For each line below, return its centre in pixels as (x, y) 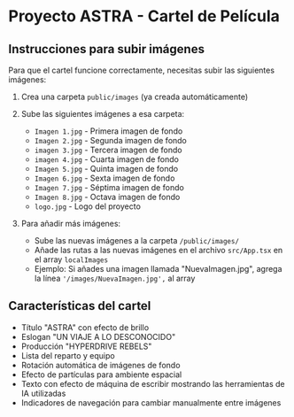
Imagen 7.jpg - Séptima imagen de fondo (109, 187)
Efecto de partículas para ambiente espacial (101, 375)
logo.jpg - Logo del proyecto (87, 206)
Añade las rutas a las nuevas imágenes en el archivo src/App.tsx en (159, 250)
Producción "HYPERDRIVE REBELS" (86, 346)
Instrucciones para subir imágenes (107, 49)
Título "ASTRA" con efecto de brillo (85, 327)
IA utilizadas (43, 393)
